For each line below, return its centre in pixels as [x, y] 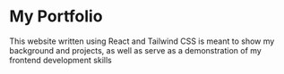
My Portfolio [56, 16]
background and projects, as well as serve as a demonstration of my [135, 50]
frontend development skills [60, 60]
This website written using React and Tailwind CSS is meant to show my [142, 41]
